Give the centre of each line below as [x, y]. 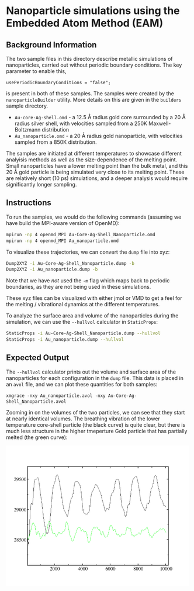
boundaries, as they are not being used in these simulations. [79, 287]
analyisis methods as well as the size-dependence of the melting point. [92, 160]
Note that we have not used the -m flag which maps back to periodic [88, 281]
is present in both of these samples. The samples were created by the [90, 94]
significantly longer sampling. [41, 184]
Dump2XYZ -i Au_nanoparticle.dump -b [52, 269]
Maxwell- [160, 123]
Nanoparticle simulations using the [93, 11]
